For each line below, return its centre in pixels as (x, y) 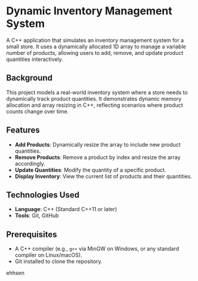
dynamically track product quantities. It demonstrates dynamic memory (94, 98)
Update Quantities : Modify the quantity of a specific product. (90, 170)
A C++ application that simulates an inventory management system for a (95, 40)
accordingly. (30, 163)
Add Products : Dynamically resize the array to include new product (98, 144)
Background (29, 78)
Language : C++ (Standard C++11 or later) (66, 209)
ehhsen (16, 273)
